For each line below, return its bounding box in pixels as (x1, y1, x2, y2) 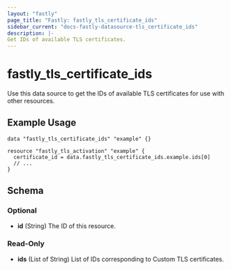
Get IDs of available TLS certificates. (7, 36, 127, 43)
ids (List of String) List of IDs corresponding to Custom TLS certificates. (17, 255, 225, 263)
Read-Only (7, 239, 45, 248)
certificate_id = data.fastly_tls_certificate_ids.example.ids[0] (13, 153, 211, 160)
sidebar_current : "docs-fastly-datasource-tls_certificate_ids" (7, 23, 198, 30)
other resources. (7, 97, 55, 105)
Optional (7, 206, 37, 216)
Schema (7, 185, 44, 197)
